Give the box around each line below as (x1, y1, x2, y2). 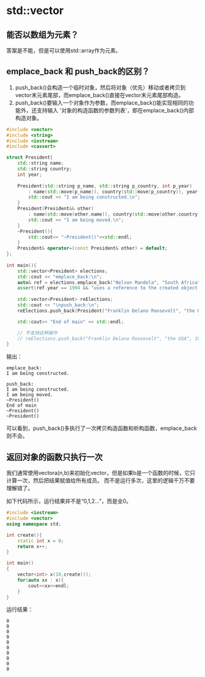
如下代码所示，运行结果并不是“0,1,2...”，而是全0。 (6, 498, 132, 505)
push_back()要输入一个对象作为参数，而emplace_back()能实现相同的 (15, 99, 189, 106)
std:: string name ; (17, 160, 64, 167)
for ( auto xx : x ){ (17, 577, 64, 583)
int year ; (17, 172, 43, 178)
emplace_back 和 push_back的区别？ (6, 67, 150, 77)
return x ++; (17, 543, 48, 549)
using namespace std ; (6, 521, 62, 527)
